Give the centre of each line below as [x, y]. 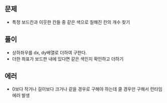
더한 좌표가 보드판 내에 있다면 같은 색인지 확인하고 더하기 [68, 59]
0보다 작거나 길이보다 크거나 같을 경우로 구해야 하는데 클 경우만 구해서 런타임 [87, 89]
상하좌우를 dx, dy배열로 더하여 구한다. [49, 52]
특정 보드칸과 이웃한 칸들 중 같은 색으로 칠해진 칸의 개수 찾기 [71, 22]
